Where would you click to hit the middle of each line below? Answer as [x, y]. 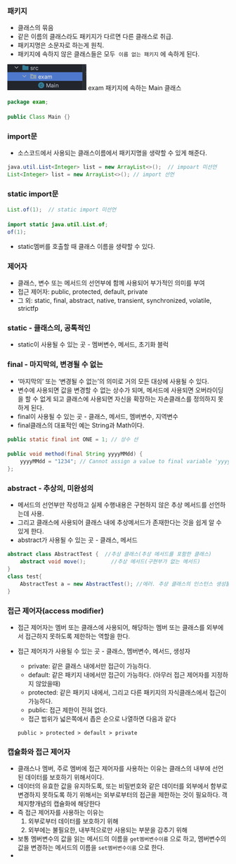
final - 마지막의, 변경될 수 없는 [55, 365]
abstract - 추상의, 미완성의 [51, 488]
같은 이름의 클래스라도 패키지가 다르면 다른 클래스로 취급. [95, 37]
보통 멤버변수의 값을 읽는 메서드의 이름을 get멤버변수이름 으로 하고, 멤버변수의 [122, 839]
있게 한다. [31, 531]
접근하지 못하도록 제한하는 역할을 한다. [78, 636]
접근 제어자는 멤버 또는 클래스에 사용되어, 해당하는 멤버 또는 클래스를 [111, 627]
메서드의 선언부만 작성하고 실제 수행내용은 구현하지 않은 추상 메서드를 [112, 505]
